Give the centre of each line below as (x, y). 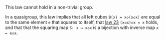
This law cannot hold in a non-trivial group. (49, 7)
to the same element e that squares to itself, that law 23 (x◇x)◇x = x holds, (82, 22)
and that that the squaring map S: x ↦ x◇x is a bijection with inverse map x (82, 27)
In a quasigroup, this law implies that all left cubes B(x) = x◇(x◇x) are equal (83, 17)
